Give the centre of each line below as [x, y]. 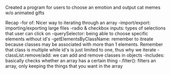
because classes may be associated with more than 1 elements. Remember [84, 44]
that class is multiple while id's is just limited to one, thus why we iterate [81, 50]
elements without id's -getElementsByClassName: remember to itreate [79, 39]
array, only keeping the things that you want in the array [64, 66]
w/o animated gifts [25, 13]
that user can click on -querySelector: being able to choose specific [77, 33]
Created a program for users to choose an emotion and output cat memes [83, 7]
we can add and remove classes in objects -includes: [109, 55]
